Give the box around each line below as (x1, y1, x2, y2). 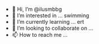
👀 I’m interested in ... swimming (11, 12, 89, 19)
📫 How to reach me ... (11, 32, 68, 38)
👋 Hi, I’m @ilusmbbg (11, 6, 62, 12)
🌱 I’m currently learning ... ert (11, 18, 85, 25)
